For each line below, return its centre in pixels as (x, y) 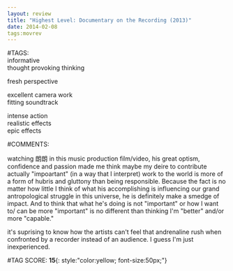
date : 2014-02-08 (32, 27)
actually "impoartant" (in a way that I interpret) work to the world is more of (115, 174)
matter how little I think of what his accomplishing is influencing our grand (113, 189)
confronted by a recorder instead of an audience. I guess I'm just (100, 240)
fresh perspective (32, 82)
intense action (28, 116)
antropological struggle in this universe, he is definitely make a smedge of (113, 196)
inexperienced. (29, 247)
